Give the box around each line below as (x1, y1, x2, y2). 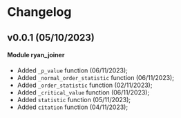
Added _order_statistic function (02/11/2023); (17, 81, 153, 89)
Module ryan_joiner (7, 51, 65, 59)
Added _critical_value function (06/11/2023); (17, 88, 150, 97)
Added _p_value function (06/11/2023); (17, 66, 128, 75)
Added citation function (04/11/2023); (17, 103, 128, 111)
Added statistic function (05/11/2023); (17, 95, 131, 104)
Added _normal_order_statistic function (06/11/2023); (17, 73, 175, 81)
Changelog (7, 4, 72, 20)
